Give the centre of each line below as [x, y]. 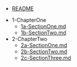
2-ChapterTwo [29, 39]
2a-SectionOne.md [44, 45]
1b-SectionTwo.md [43, 33]
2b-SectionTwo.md [44, 52]
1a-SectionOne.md [43, 26]
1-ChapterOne [29, 20]
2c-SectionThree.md [46, 58]
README [23, 9]
